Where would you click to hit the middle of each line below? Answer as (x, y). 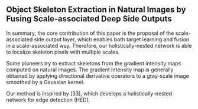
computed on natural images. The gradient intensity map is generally (90, 70)
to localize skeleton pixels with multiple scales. (63, 52)
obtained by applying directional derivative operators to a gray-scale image (98, 75)
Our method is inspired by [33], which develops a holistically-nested (89, 93)
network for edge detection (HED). (48, 100)
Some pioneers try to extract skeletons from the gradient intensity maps (94, 63)
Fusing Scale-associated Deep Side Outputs (89, 19)
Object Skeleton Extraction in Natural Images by (96, 10)
